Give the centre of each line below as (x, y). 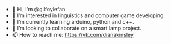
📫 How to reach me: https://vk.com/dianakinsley (73, 35)
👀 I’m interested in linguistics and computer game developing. (89, 15)
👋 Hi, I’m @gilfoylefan (39, 9)
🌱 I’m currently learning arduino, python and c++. (73, 22)
